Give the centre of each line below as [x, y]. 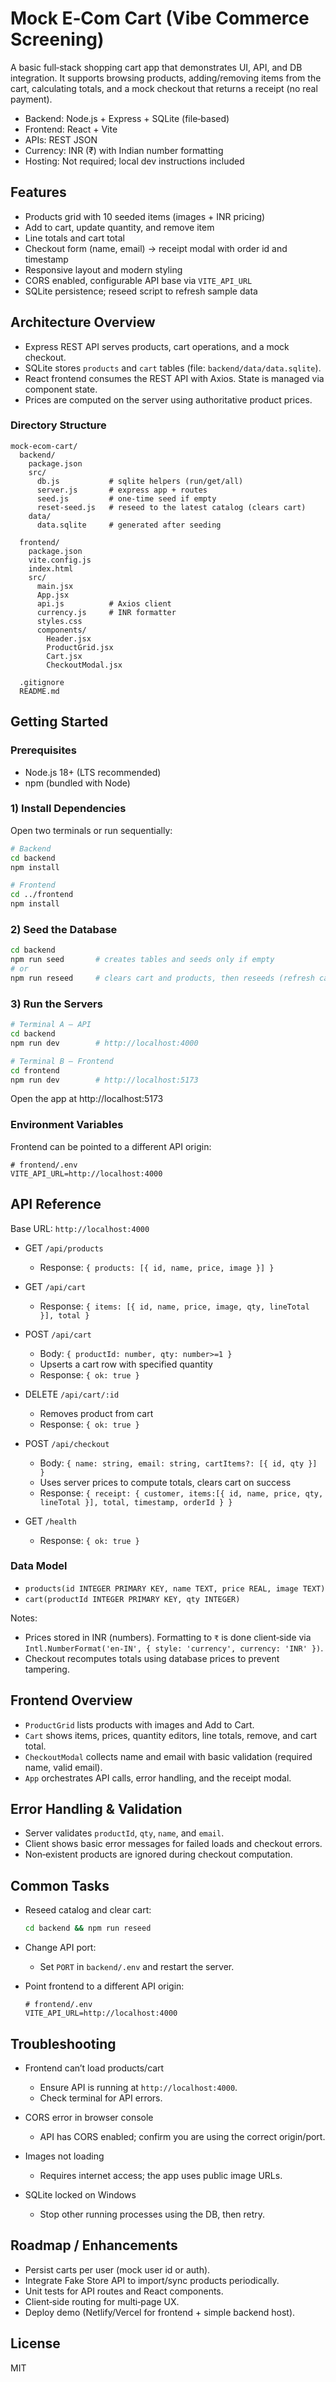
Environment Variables [67, 1125]
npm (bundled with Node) [77, 783]
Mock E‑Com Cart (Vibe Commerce [160, 18]
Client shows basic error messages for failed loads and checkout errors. [173, 1844]
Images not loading [64, 2156]
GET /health [50, 1521]
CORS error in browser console [89, 2117]
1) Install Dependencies [68, 809]
